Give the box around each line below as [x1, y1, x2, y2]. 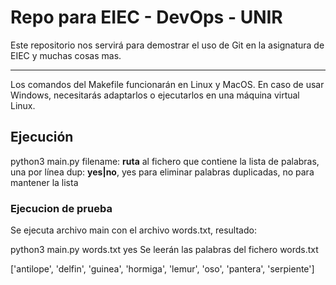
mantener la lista [10, 176, 79, 188]
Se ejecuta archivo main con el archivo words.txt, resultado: [10, 224, 257, 236]
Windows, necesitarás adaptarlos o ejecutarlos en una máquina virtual [10, 89, 300, 101]
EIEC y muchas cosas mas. [10, 49, 122, 61]
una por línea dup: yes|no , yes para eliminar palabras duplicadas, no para [10, 166, 315, 178]
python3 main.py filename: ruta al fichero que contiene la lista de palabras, [10, 155, 320, 167]
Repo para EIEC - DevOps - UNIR [10, 6, 283, 29]
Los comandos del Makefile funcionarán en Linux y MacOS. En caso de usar [10, 78, 325, 90]
